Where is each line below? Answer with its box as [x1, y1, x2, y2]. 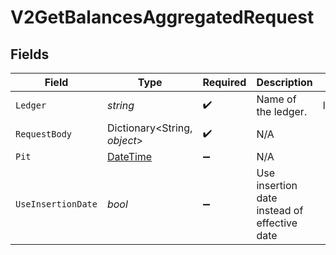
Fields [10, 46, 50, 63]
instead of [256, 204, 304, 217]
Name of [256, 92, 297, 106]
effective [256, 216, 298, 230]
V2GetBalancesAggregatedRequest [10, 6, 315, 29]
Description [256, 76, 313, 89]
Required [202, 76, 247, 89]
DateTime [106, 150, 153, 163]
